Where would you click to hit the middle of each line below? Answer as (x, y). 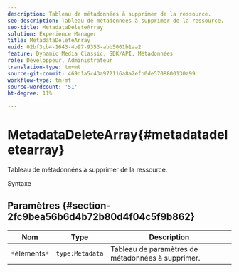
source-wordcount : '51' (43, 87)
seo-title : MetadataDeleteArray (55, 27)
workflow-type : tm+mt (39, 80)
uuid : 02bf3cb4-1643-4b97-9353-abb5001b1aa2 (74, 47)
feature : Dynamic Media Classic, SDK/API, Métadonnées (90, 54)
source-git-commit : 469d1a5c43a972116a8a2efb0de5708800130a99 (101, 73)
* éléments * (30, 253)
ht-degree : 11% (30, 93)
